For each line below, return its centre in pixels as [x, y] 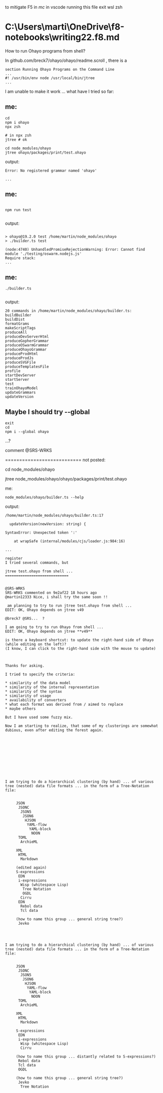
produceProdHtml [21, 354]
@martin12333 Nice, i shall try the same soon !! [57, 597]
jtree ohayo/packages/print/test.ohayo [46, 152]
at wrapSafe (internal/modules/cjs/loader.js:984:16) [70, 541]
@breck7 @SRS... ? [25, 619]
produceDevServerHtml [27, 337]
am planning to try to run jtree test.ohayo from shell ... [70, 606]
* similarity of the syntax [34, 692]
